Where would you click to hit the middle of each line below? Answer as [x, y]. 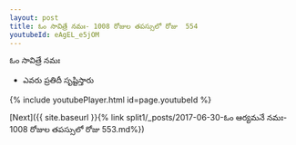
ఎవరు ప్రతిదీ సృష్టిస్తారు [58, 80]
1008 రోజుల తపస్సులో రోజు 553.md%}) [77, 130]
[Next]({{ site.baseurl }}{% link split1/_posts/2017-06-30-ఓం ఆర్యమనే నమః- [148, 118]
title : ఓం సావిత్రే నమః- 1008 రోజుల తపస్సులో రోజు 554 [104, 26]
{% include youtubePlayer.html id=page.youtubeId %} [111, 100]
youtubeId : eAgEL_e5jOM [55, 34]
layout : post [34, 18]
